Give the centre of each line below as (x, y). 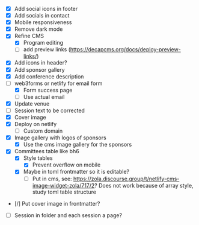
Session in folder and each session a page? (68, 215)
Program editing (43, 43)
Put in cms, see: (52, 179)
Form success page (48, 90)
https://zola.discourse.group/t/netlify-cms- (127, 179)
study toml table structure (64, 192)
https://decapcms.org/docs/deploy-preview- (125, 49)
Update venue (32, 103)
